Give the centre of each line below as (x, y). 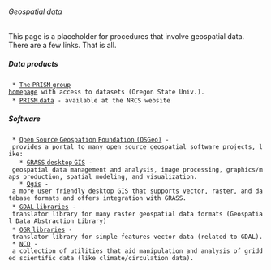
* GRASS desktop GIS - (56, 163)
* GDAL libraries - (44, 207)
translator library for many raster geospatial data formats (117, 214)
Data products (33, 63)
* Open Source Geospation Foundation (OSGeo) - (90, 140)
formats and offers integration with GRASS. (110, 198)
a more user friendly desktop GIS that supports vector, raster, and (132, 191)
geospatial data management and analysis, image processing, (117, 170)
